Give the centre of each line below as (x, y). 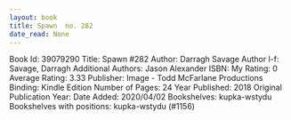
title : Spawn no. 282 (51, 26)
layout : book (33, 17)
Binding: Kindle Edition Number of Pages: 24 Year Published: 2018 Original (146, 88)
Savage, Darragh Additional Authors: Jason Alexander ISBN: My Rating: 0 (144, 68)
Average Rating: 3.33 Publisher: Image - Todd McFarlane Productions (136, 78)
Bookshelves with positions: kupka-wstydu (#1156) (102, 107)
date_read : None (39, 34)
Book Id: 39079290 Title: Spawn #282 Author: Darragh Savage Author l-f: (144, 60)
